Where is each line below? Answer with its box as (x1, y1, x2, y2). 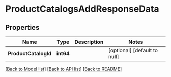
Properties (5, 23, 40, 32)
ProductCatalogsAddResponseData (5, 3, 159, 15)
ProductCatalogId (8, 50, 52, 57)
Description (74, 38, 104, 45)
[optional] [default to (108, 47, 158, 54)
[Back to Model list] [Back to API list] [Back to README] (5, 66, 122, 72)
